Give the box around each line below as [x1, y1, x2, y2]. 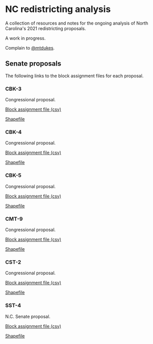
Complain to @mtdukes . [5, 45, 55, 51]
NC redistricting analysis [5, 4, 111, 15]
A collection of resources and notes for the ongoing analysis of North [5, 20, 148, 26]
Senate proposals [5, 59, 62, 68]
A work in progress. [5, 35, 46, 41]
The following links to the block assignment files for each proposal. [5, 73, 144, 79]
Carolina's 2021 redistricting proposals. [5, 25, 86, 31]
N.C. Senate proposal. [5, 313, 51, 319]
